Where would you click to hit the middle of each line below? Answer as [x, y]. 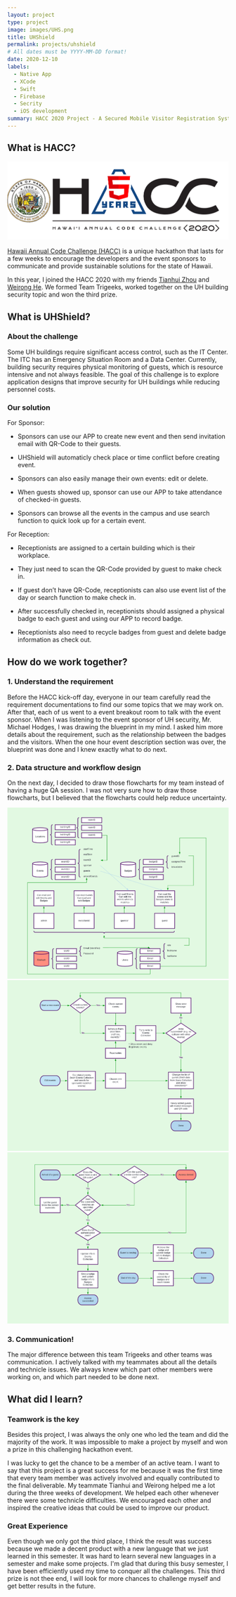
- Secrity [28, 104]
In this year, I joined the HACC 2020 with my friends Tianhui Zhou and [108, 280]
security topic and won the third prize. [63, 294]
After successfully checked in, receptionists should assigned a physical [121, 611]
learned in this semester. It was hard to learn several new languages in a [112, 1556]
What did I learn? [45, 1399]
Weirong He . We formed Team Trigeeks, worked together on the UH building [118, 287]
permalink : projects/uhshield [52, 45]
